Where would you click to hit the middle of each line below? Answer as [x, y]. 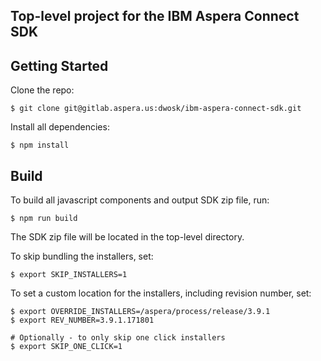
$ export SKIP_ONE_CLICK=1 [66, 347]
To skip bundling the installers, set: [82, 256]
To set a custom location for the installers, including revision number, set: [161, 293]
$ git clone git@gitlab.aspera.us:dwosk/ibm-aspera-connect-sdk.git [156, 109]
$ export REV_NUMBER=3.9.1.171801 [82, 320]
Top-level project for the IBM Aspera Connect [155, 16]
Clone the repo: [42, 90]
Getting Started [59, 65]
